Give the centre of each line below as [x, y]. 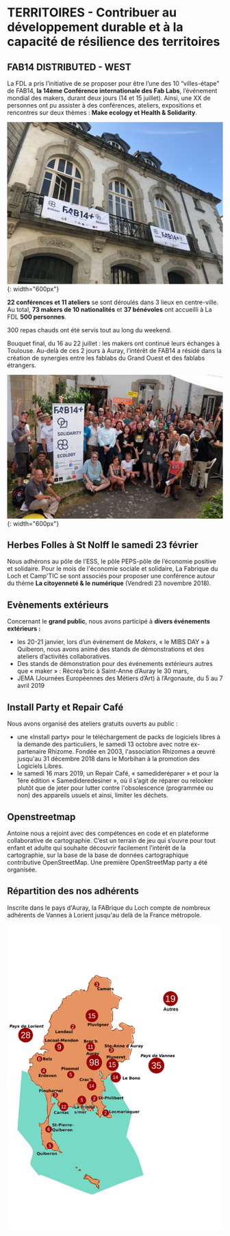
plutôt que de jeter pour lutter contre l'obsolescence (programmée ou [115, 788]
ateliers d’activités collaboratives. [64, 656]
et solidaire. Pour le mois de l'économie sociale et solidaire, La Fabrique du [113, 569]
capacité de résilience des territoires [114, 42]
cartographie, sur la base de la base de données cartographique [98, 855]
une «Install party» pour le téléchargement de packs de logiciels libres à [119, 737]
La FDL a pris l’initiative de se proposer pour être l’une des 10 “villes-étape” [113, 83]
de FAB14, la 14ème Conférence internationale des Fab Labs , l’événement [112, 91]
